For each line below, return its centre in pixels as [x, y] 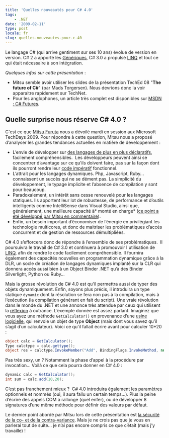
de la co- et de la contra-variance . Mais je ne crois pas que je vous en [78, 420]
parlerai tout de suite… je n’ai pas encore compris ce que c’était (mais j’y [80, 425]
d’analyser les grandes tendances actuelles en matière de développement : [83, 142]
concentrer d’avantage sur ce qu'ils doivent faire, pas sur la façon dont [86, 163]
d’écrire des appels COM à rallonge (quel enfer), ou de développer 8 [76, 400]
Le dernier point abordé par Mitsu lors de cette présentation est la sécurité [82, 415]
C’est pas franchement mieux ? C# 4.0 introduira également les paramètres [84, 389]
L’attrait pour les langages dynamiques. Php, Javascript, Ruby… [78, 173]
